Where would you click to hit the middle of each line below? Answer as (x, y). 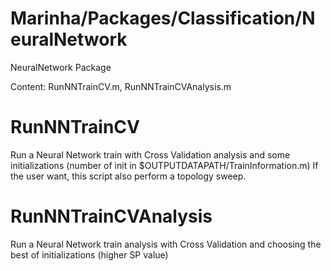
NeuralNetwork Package (61, 67)
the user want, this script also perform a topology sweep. (128, 176)
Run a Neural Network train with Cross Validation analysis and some (150, 154)
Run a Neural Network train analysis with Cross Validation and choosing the (166, 244)
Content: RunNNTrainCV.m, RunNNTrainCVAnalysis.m (121, 86)
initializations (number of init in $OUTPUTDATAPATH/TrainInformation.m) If (164, 165)
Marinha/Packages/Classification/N (163, 18)
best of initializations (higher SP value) (89, 254)
